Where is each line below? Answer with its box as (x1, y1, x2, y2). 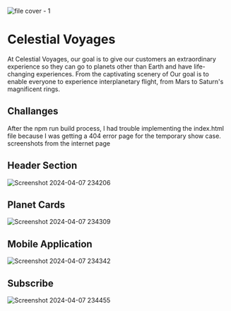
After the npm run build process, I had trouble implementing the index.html (7, 124, 225, 132)
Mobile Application (7, 237, 93, 250)
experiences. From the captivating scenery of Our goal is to (36, 69, 210, 78)
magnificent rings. (7, 85, 60, 93)
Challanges (7, 105, 59, 117)
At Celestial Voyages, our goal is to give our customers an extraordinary (7, 54, 217, 63)
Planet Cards (7, 199, 66, 211)
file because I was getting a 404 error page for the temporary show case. (7, 131, 221, 140)
